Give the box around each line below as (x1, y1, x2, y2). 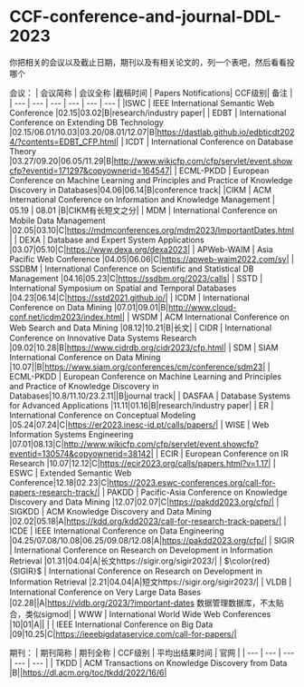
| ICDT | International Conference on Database (120, 136, 294, 147)
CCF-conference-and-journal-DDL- (9, 6, 282, 27)
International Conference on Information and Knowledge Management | (9, 193, 276, 205)
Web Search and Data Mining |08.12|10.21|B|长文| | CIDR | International (9, 322, 272, 333)
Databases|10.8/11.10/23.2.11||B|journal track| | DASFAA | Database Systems (9, 390, 291, 401)
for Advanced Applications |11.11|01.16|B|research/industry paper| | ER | (9, 399, 274, 410)
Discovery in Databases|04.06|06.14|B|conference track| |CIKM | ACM (9, 184, 272, 195)
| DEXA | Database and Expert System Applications (14, 234, 205, 245)
